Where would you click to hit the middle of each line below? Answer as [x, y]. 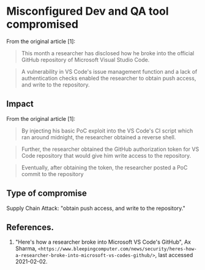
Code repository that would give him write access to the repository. [106, 155]
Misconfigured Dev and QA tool [88, 11]
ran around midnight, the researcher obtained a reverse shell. [99, 137]
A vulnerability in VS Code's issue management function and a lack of [109, 71]
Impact [20, 104]
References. [30, 227]
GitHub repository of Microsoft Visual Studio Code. [85, 60]
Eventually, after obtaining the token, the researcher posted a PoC [104, 168]
